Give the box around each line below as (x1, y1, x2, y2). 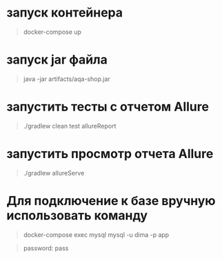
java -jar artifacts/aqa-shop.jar (23, 75, 111, 83)
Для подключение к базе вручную (6, 193, 216, 209)
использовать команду (6, 207, 148, 223)
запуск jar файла (6, 52, 108, 68)
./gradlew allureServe (23, 169, 85, 177)
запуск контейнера (6, 5, 123, 21)
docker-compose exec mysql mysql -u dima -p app (23, 230, 170, 239)
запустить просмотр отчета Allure (6, 146, 214, 162)
